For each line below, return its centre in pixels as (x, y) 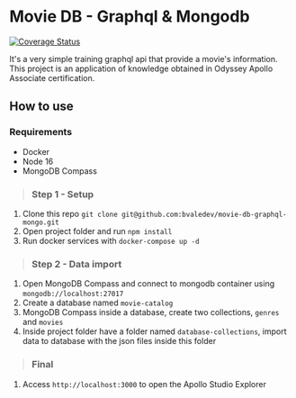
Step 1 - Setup (63, 194)
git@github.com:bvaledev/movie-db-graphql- (204, 214)
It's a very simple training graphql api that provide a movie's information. (144, 59)
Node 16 (38, 161)
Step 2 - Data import (76, 264)
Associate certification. (52, 77)
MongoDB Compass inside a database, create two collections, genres (151, 312)
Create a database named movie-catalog (98, 303)
